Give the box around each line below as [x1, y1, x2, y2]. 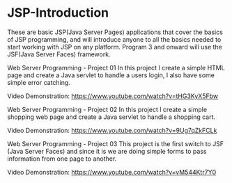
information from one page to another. [7, 154, 117, 163]
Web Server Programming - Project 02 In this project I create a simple [7, 105, 208, 113]
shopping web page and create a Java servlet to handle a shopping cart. [7, 113, 216, 121]
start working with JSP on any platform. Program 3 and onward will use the [7, 42, 223, 51]
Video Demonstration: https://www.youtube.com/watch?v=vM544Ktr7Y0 [7, 168, 217, 176]
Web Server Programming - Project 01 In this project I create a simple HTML [7, 63, 225, 72]
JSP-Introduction [7, 5, 109, 21]
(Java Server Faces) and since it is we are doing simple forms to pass [7, 147, 207, 155]
